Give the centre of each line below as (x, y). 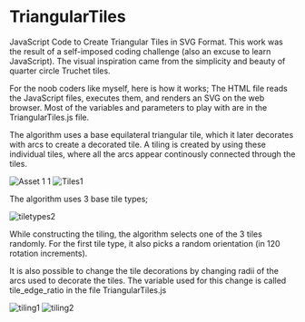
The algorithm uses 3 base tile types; (79, 199)
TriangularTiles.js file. (49, 117)
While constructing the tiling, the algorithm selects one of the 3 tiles (136, 234)
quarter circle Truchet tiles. (60, 71)
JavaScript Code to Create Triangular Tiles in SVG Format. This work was (146, 42)
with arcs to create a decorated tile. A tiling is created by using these (138, 144)
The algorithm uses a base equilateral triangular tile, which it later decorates (152, 134)
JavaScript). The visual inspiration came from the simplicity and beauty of (148, 61)
